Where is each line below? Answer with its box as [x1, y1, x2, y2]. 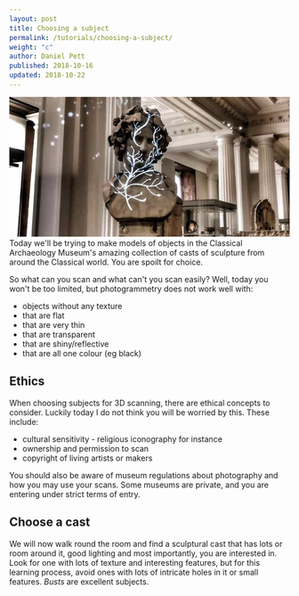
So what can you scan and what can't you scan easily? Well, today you [9, 274, 269, 285]
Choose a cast [9, 515, 91, 530]
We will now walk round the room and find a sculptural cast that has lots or [9, 538, 283, 549]
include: [9, 416, 39, 427]
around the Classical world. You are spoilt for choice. [9, 257, 203, 267]
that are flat [21, 310, 65, 321]
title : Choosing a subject [9, 23, 109, 33]
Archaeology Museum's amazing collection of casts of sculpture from [9, 248, 265, 258]
